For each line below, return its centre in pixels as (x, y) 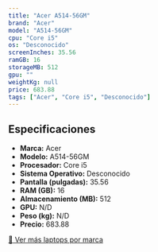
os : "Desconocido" (39, 45)
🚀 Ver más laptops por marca (56, 240)
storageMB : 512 (33, 68)
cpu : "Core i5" (33, 38)
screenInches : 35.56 (42, 52)
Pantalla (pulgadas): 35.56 (64, 182)
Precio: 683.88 (44, 224)
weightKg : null (33, 82)
